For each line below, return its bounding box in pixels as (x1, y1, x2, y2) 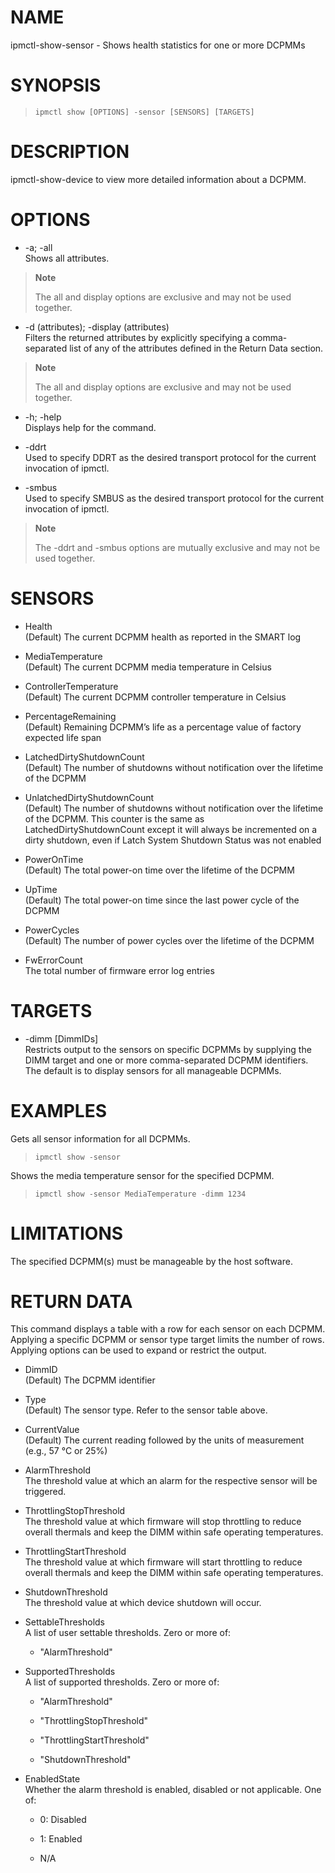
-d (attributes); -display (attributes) (24, 321, 170, 333)
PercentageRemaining (24, 710, 117, 722)
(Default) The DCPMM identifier (24, 1374, 156, 1386)
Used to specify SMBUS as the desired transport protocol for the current (24, 492, 325, 504)
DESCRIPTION (10, 141, 130, 163)
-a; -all (24, 241, 53, 253)
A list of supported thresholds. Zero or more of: (24, 1676, 220, 1688)
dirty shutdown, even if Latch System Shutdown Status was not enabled (24, 834, 322, 846)
